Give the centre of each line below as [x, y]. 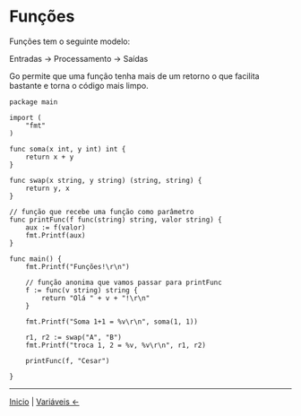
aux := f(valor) [56, 227]
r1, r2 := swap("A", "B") [74, 337]
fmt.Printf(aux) [56, 235]
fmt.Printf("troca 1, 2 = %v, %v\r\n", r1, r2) [116, 345]
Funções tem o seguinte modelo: [70, 41]
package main [34, 102]
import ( [26, 117]
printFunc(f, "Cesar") [68, 360]
